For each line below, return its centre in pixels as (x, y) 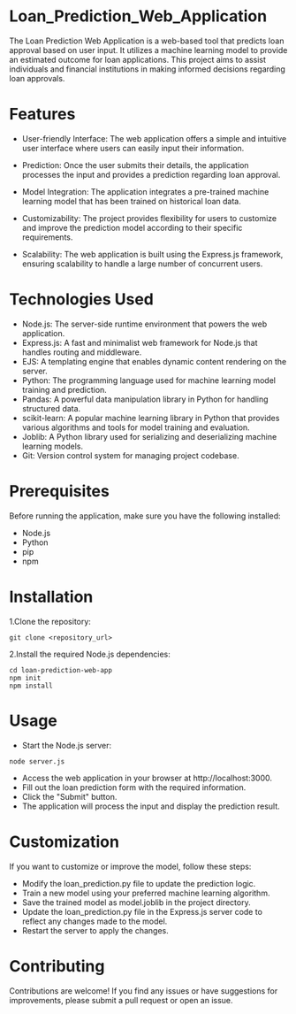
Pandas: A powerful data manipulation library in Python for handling (145, 399)
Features (42, 115)
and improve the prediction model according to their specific (132, 227)
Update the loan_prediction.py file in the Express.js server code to (142, 911)
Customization (64, 841)
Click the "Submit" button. (69, 796)
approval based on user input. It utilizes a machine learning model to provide (148, 50)
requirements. (47, 237)
